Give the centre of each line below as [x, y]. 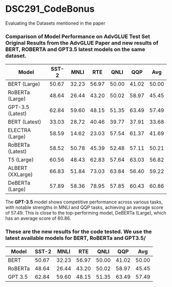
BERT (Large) [24, 84]
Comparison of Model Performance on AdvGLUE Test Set [78, 36]
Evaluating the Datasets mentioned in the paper [56, 23]
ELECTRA [19, 130]
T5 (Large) [21, 160]
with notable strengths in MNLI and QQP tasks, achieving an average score [84, 207]
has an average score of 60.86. [38, 218]
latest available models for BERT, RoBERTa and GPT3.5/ [76, 238]
